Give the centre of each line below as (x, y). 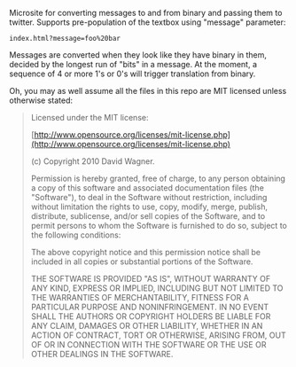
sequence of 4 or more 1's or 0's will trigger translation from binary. (132, 74)
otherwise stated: (41, 100)
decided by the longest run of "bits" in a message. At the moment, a (133, 64)
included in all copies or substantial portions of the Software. (142, 262)
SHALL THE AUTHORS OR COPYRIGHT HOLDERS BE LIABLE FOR (151, 316)
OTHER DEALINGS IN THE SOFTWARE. (102, 354)
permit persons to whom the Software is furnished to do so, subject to (159, 226)
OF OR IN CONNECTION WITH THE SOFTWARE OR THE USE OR (148, 344)
